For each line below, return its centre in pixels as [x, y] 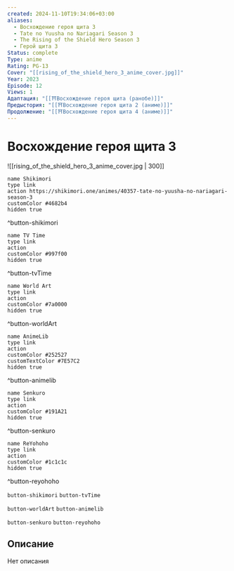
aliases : [20, 20]
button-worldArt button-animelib [56, 509]
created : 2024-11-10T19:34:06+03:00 [61, 14]
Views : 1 [20, 92]
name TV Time [26, 235]
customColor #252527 [38, 355]
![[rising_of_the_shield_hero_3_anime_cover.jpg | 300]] [86, 166]
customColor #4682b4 [38, 203]
